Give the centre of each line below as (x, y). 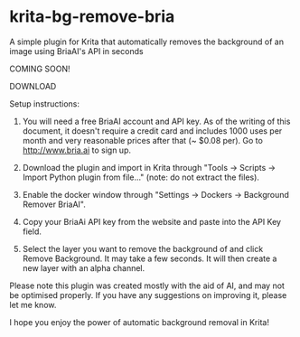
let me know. (33, 304)
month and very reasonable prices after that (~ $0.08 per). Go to (143, 140)
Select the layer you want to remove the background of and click (143, 248)
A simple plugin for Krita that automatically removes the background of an (147, 42)
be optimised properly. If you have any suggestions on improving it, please (148, 295)
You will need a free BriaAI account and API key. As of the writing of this (156, 121)
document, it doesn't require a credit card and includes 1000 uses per (152, 131)
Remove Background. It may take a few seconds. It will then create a (150, 258)
